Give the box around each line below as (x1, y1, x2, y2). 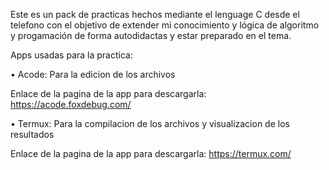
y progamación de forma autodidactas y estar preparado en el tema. (10, 30, 292, 41)
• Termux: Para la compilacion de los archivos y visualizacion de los (10, 118, 290, 129)
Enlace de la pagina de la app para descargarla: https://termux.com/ (10, 148, 292, 159)
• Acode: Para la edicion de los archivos (10, 69, 176, 80)
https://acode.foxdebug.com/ (10, 99, 132, 110)
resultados (10, 129, 55, 140)
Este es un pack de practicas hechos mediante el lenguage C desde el (10, 9, 300, 20)
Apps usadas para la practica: (10, 49, 133, 61)
